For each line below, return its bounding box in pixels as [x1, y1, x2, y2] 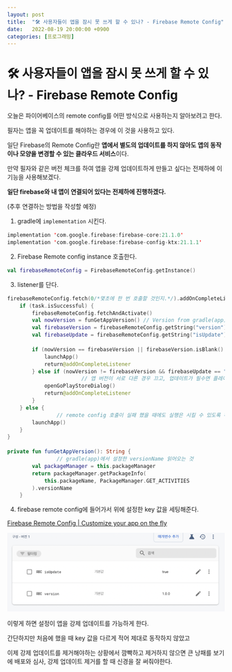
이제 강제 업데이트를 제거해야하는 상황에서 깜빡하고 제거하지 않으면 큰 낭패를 [7, 648, 212, 657]
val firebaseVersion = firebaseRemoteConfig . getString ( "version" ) [32, 324, 227, 331]
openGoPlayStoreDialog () [43, 382, 116, 390]
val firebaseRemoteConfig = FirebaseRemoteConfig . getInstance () [7, 267, 196, 274]
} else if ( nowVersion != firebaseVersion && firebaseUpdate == [32, 368, 221, 375]
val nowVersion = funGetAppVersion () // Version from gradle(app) [32, 317, 227, 324]
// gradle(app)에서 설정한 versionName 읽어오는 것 [56, 456, 194, 463]
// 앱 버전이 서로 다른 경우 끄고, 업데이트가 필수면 [81, 375, 211, 382]
